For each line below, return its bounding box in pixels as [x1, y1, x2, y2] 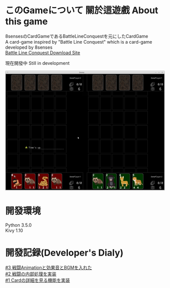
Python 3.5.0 [5, 222, 32, 228]
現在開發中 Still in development [5, 60, 70, 66]
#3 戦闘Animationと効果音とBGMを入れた [5, 265, 92, 271]
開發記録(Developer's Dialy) [5, 247, 124, 259]
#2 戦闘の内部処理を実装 [5, 271, 57, 277]
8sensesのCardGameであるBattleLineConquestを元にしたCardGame [5, 33, 148, 39]
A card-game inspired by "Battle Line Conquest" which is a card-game [5, 39, 153, 45]
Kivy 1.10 [5, 228, 23, 234]
